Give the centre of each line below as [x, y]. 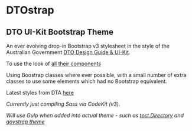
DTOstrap [30, 10]
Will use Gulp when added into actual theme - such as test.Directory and [95, 115]
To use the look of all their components [54, 63]
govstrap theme [25, 122]
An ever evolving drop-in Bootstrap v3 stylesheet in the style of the [88, 46]
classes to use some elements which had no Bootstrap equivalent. [87, 81]
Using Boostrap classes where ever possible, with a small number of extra [96, 75]
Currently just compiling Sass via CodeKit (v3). [63, 104]
